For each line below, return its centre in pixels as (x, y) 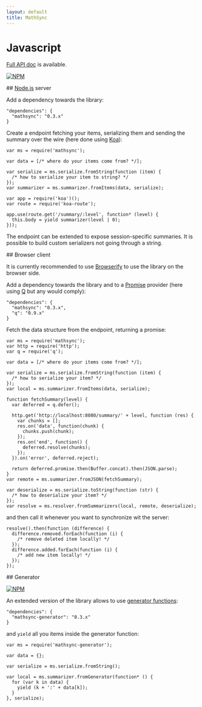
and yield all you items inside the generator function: (73, 634)
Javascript (34, 48)
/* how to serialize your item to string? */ (70, 177)
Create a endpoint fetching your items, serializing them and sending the (96, 133)
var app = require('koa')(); (43, 199)
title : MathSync (27, 18)
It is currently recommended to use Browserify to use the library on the (95, 267)
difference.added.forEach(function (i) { (65, 550)
